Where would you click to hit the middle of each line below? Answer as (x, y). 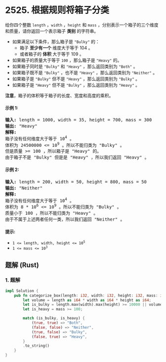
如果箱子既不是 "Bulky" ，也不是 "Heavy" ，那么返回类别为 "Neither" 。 (85, 72)
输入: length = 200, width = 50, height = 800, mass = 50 (76, 182)
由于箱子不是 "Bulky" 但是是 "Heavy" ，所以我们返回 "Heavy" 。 (77, 157)
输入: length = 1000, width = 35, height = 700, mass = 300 (79, 120)
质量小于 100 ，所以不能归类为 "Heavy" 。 (52, 213)
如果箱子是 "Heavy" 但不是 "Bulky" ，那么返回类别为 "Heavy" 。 (76, 85)
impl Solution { (22, 291)
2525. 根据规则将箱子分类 (57, 10)
